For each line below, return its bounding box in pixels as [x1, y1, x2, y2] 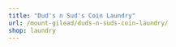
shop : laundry [8, 26, 57, 34]
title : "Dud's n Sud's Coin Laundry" [8, 11, 136, 20]
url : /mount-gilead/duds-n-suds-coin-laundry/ [8, 19, 169, 27]
